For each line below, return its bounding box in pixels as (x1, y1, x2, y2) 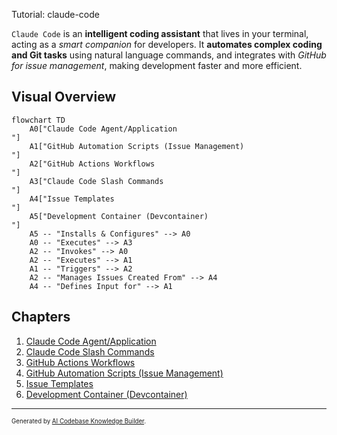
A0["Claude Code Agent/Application (29, 124, 178, 134)
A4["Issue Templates (29, 194, 115, 204)
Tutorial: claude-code (11, 9, 100, 20)
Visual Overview (11, 89, 117, 106)
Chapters (11, 309, 71, 326)
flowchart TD (11, 115, 66, 125)
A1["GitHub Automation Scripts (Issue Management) (29, 141, 245, 151)
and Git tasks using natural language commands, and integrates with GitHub (11, 49, 327, 61)
